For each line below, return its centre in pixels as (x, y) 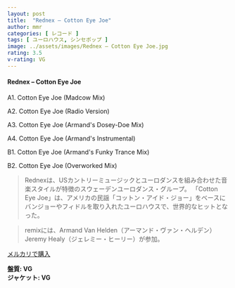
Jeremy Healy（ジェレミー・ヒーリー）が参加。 (94, 239)
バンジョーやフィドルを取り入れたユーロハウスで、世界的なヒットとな (126, 206)
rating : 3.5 (25, 53)
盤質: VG (20, 268)
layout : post (26, 14)
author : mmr (25, 27)
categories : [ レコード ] (43, 33)
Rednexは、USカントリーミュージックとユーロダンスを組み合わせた (123, 180)
